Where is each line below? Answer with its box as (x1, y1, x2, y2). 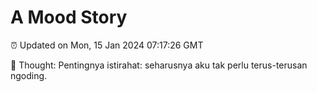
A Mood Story (10, 6, 128, 29)
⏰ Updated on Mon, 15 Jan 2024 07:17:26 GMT (10, 39, 204, 51)
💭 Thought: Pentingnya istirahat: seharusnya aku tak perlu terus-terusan (10, 59, 308, 71)
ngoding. (10, 69, 48, 81)
